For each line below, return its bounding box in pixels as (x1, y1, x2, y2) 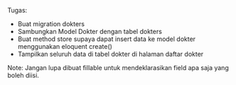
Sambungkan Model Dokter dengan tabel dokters (17, 28, 162, 35)
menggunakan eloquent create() (17, 42, 112, 50)
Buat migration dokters (17, 20, 85, 28)
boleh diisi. (7, 71, 39, 79)
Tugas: (7, 6, 28, 14)
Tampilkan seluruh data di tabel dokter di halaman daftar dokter (17, 50, 204, 58)
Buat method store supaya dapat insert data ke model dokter (17, 35, 196, 43)
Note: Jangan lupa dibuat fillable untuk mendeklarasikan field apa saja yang (7, 64, 229, 72)
